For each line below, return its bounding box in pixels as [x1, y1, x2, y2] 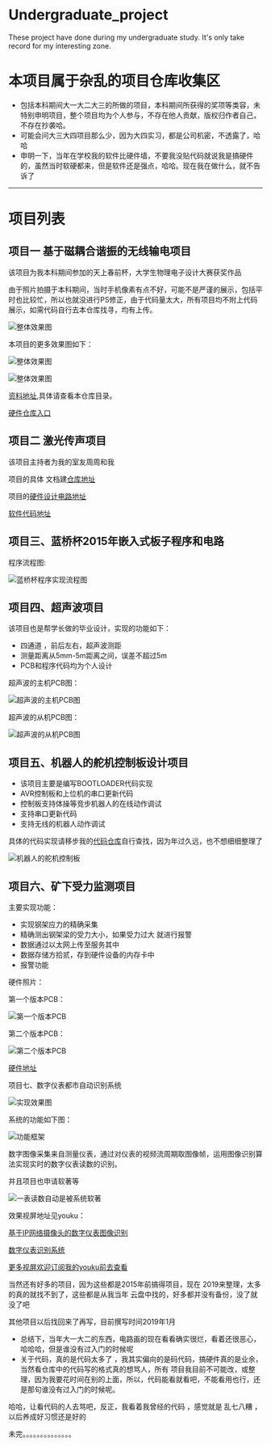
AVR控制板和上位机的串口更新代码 [19, 789, 134, 798]
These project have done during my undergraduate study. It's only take [8, 32, 244, 42]
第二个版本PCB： [8, 1029, 66, 1038]
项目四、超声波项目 [8, 600, 104, 614]
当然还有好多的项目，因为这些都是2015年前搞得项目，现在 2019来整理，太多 [8, 1279, 262, 1289]
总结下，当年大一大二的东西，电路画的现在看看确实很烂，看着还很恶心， [19, 1334, 261, 1343]
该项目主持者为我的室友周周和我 [8, 457, 115, 467]
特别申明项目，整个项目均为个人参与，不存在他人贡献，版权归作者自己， [19, 110, 261, 120]
